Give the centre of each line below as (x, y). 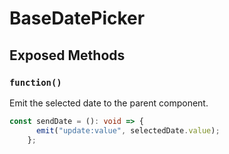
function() (35, 82)
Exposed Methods (67, 55)
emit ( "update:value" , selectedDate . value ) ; (128, 130)
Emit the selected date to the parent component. (109, 103)
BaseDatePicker (77, 18)
